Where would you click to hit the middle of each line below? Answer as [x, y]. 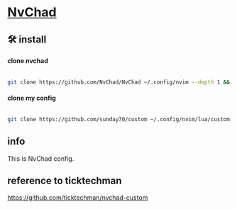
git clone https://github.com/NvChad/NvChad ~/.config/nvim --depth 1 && [119, 82]
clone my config [32, 98]
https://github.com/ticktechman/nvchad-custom [78, 198]
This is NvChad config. [41, 158]
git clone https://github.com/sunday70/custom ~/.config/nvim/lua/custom [119, 119]
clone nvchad [28, 61]
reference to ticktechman [65, 180]
